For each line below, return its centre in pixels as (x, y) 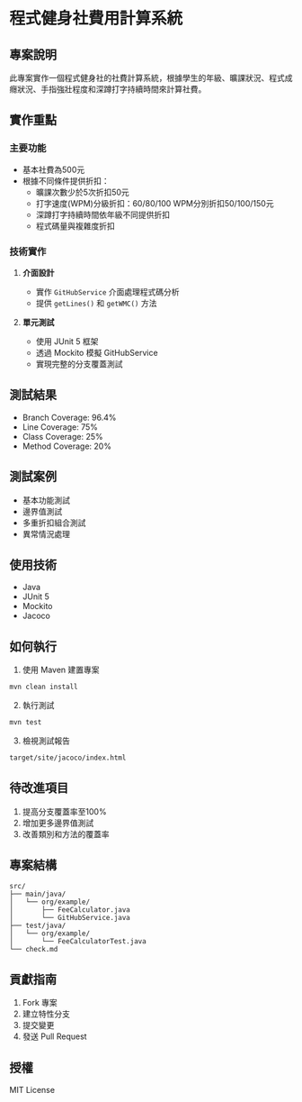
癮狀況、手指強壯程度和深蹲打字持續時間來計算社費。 (108, 89)
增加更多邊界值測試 (58, 823)
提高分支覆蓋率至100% (64, 811)
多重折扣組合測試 (54, 523)
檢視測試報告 (46, 741)
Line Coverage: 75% (60, 427)
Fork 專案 (40, 1003)
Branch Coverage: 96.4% (69, 417)
